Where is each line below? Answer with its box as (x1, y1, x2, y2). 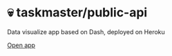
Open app (7, 41, 36, 49)
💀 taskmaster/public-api (7, 5, 148, 20)
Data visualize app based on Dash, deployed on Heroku (7, 27, 166, 36)
